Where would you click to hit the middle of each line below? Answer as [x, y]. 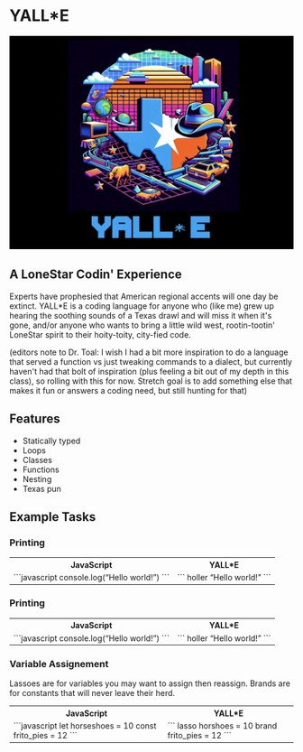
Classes [37, 460]
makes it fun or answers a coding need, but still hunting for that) [129, 390]
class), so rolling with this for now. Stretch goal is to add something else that [151, 381]
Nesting [37, 478]
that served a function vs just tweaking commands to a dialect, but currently [151, 361]
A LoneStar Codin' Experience [96, 275]
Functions [41, 469]
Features [35, 419]
